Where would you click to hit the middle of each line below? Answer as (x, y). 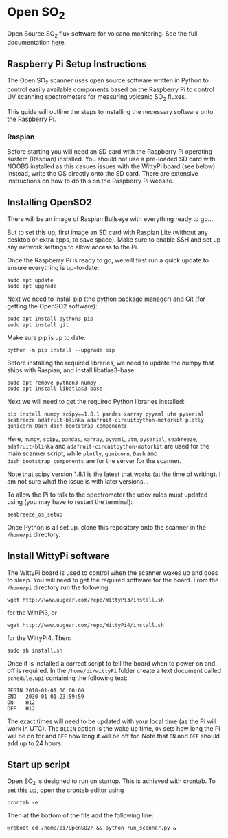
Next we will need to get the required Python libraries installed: (96, 401)
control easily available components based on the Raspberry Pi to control (111, 89)
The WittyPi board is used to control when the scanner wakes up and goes (113, 573)
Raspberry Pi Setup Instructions (77, 64)
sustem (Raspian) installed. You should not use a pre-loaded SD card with (111, 159)
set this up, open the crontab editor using (66, 790)
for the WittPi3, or (32, 613)
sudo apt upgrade (32, 286)
